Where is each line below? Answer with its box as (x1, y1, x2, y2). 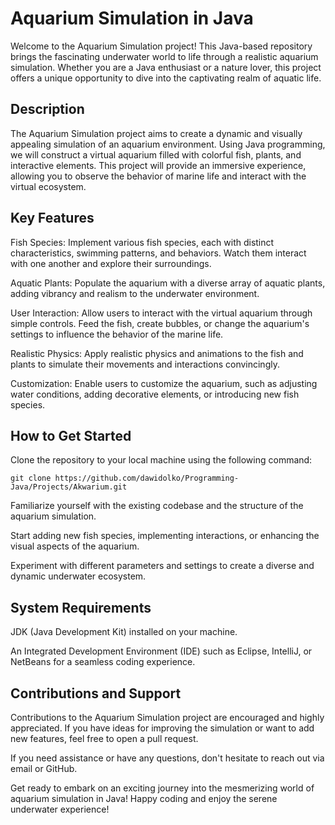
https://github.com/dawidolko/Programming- (54, 473, 240, 484)
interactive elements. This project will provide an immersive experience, (10, 159, 307, 171)
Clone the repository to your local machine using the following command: (10, 454, 313, 466)
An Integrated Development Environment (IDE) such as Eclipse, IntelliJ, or (10, 645, 313, 657)
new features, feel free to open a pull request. (10, 733, 199, 744)
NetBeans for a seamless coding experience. (10, 656, 196, 668)
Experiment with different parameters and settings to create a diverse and (10, 560, 315, 572)
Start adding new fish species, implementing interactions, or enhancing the (10, 530, 320, 542)
